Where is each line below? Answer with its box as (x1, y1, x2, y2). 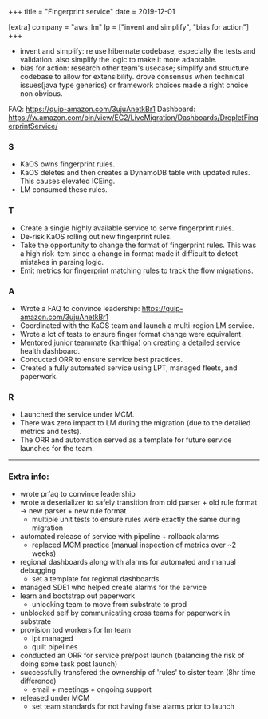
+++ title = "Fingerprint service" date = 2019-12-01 (8, 7, 175, 16)
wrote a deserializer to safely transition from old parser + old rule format (19, 497, 258, 507)
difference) (19, 676, 57, 686)
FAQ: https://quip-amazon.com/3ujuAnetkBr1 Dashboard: (8, 104, 195, 114)
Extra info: (8, 471, 49, 482)
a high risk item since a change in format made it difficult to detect (19, 248, 238, 258)
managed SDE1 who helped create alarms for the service (19, 583, 207, 593)
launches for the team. (19, 444, 94, 453)
